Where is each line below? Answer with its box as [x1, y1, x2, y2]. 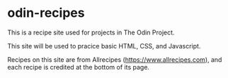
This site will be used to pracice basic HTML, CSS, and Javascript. [7, 41, 201, 50]
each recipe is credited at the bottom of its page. [7, 63, 150, 71]
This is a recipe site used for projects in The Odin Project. [7, 28, 175, 37]
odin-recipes [7, 5, 85, 21]
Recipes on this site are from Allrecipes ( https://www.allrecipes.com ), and [7, 55, 222, 64]
